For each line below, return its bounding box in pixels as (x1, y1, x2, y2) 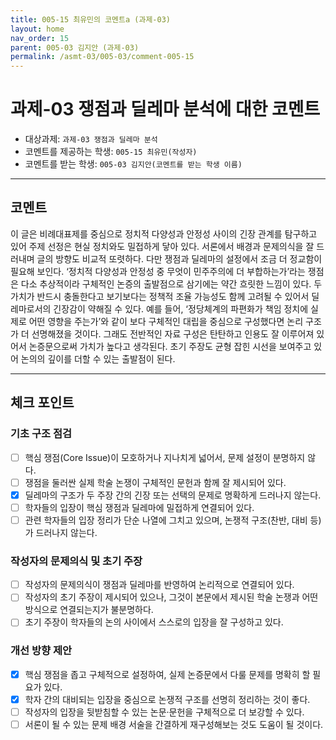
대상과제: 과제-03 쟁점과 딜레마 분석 (24, 133, 158, 145)
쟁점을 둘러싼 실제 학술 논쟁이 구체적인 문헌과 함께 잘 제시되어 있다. (24, 476, 287, 488)
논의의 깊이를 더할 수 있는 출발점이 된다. (20, 352, 176, 365)
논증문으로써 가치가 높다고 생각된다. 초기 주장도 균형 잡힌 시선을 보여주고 (28, 340, 312, 352)
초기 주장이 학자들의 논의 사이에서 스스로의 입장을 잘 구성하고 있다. (24, 616, 284, 628)
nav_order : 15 (10, 33, 70, 43)
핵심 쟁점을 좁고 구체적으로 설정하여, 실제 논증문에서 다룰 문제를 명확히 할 (24, 668, 311, 680)
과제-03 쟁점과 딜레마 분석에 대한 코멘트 (10, 98, 321, 121)
